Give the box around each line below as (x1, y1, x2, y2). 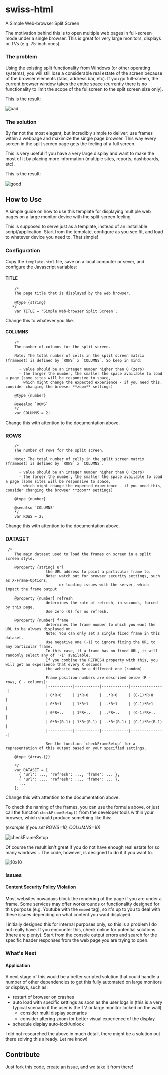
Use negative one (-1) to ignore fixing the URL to (45, 639, 156, 645)
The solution (5, 118, 37, 126)
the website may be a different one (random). (45, 666, 144, 671)
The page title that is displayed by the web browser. (14, 291, 131, 296)
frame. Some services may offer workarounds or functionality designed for (5, 901, 160, 907)
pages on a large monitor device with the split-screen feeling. (5, 214, 132, 220)
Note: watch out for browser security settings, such (45, 573, 160, 578)
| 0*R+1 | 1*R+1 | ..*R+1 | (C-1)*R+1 (45, 701, 154, 706)
